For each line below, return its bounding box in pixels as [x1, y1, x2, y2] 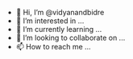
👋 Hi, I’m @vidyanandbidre [15, 8, 105, 17]
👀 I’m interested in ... [15, 16, 85, 26]
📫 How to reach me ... [15, 42, 91, 51]
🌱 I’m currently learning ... [15, 25, 102, 33]
